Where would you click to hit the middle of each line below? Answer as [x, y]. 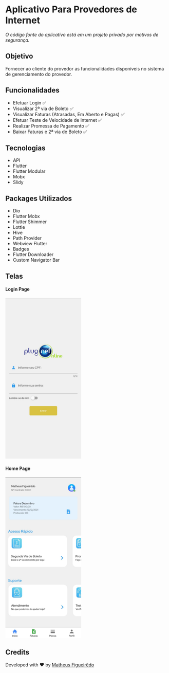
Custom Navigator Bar [36, 260]
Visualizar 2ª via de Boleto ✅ [43, 108]
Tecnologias [25, 148]
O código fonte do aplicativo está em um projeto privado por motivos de [82, 34]
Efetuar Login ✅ [30, 103]
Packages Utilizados [39, 198]
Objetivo [19, 56]
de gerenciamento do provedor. [39, 74]
